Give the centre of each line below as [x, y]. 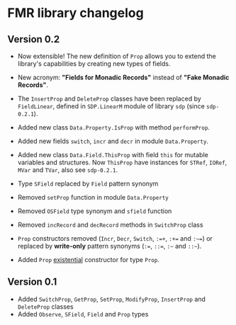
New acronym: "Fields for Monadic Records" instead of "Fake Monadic [123, 77]
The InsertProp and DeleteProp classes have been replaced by [109, 98]
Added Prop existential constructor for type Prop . [88, 260]
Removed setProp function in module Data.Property [93, 197]
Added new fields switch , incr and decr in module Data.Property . [113, 141]
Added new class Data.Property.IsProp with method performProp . [114, 127]
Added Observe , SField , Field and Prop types [83, 314]
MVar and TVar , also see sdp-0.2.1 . [68, 170]
